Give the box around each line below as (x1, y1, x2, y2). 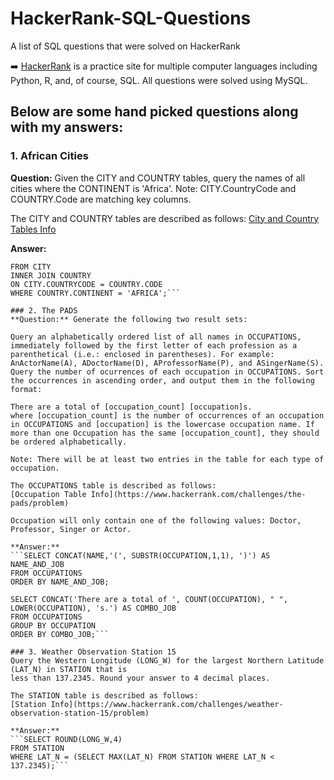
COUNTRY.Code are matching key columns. (10, 193, 192, 205)
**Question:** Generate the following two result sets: (10, 314, 248, 324)
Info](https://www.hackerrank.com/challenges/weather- (50, 699, 284, 709)
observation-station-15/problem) (10, 708, 150, 718)
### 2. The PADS (10, 305, 78, 316)
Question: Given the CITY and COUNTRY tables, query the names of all (10, 172, 306, 184)
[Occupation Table (10, 489, 87, 499)
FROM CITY (10, 262, 52, 272)
